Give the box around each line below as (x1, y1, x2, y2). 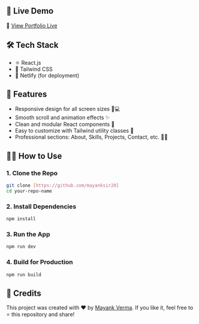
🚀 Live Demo (6, 6, 54, 16)
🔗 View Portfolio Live (6, 22, 58, 29)
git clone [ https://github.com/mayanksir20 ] (6, 182, 119, 189)
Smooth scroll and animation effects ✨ (14, 114, 110, 121)
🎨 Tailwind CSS (14, 65, 53, 73)
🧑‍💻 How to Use (6, 151, 62, 161)
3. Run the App (6, 230, 50, 238)
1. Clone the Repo (6, 169, 58, 177)
